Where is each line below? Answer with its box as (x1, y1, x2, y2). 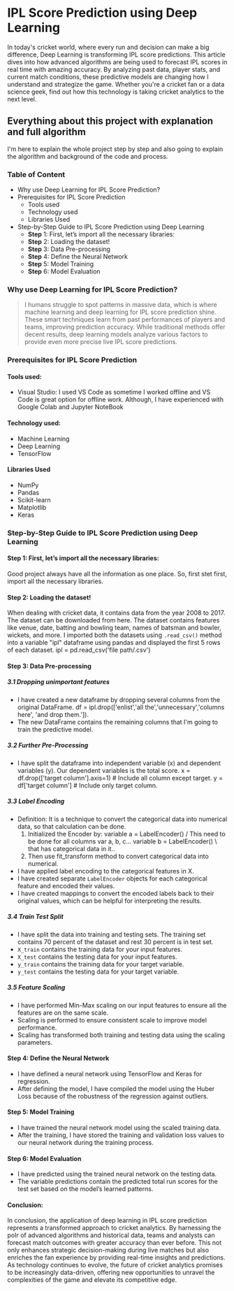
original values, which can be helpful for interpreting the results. (17, 897, 202, 905)
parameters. (17, 1038, 53, 1046)
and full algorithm (7, 126, 86, 138)
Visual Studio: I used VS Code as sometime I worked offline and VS (17, 388, 211, 397)
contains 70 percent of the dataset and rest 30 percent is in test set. (17, 937, 214, 946)
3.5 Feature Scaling (7, 983, 66, 992)
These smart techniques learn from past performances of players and (24, 315, 226, 324)
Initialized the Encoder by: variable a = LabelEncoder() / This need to (27, 829, 226, 838)
